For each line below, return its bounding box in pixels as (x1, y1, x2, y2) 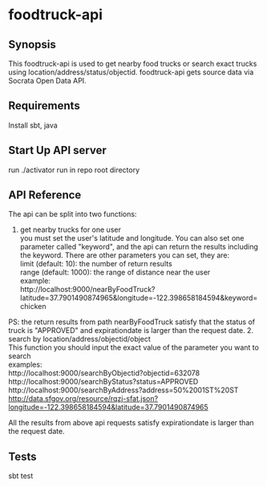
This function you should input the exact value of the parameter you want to (8, 343, 259, 352)
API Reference (8, 189, 82, 202)
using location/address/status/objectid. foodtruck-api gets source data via (8, 67, 254, 77)
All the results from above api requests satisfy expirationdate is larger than (8, 418, 254, 428)
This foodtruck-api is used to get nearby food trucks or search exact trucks (8, 59, 257, 68)
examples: (8, 359, 42, 370)
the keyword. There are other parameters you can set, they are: (19, 250, 230, 260)
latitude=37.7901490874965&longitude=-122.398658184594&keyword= (19, 293, 258, 302)
